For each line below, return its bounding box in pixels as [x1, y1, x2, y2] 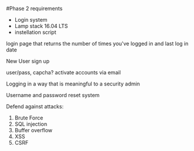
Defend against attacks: [6, 103, 63, 110]
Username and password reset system [6, 92, 100, 98]
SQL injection [14, 121, 48, 128]
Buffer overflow [14, 127, 53, 133]
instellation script [14, 29, 57, 36]
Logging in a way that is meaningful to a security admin [6, 80, 140, 87]
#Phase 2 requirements [6, 5, 63, 12]
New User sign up [6, 58, 50, 64]
